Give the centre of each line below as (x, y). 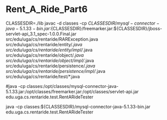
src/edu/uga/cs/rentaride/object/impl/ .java (50, 60)
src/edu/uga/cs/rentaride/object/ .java (45, 55)
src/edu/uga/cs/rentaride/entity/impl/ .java (49, 50)
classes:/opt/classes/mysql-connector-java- (72, 86)
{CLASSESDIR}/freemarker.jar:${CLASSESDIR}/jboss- (106, 28)
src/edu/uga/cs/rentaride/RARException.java (52, 39)
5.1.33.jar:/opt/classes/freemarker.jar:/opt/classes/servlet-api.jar (72, 91)
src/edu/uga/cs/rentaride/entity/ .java (44, 44)
